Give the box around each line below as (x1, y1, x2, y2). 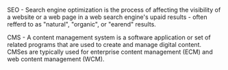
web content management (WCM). (7, 55, 105, 63)
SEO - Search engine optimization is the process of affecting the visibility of (7, 6, 221, 14)
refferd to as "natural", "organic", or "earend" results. (7, 20, 156, 28)
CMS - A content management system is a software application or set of (7, 33, 211, 41)
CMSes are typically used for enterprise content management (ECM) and (7, 48, 214, 56)
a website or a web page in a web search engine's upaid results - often (7, 13, 207, 21)
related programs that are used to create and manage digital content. (7, 41, 202, 48)
